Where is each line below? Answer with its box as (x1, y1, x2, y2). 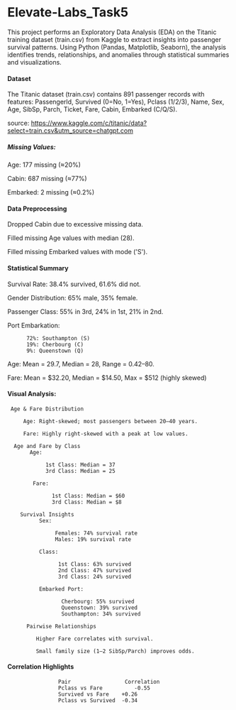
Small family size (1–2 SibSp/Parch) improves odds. (35, 648, 195, 655)
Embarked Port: (38, 585, 84, 593)
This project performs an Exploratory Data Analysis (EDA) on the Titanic (7, 28, 217, 36)
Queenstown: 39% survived (61, 604, 138, 611)
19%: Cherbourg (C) (26, 341, 84, 348)
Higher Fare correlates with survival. (35, 635, 154, 643)
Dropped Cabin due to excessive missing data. (7, 220, 144, 229)
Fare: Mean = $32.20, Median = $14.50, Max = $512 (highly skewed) (7, 373, 207, 382)
